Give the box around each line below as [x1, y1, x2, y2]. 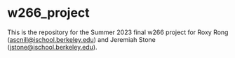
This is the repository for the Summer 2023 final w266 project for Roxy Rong [7, 28, 229, 36]
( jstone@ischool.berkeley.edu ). [7, 43, 98, 51]
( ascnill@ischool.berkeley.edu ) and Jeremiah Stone [7, 35, 156, 43]
